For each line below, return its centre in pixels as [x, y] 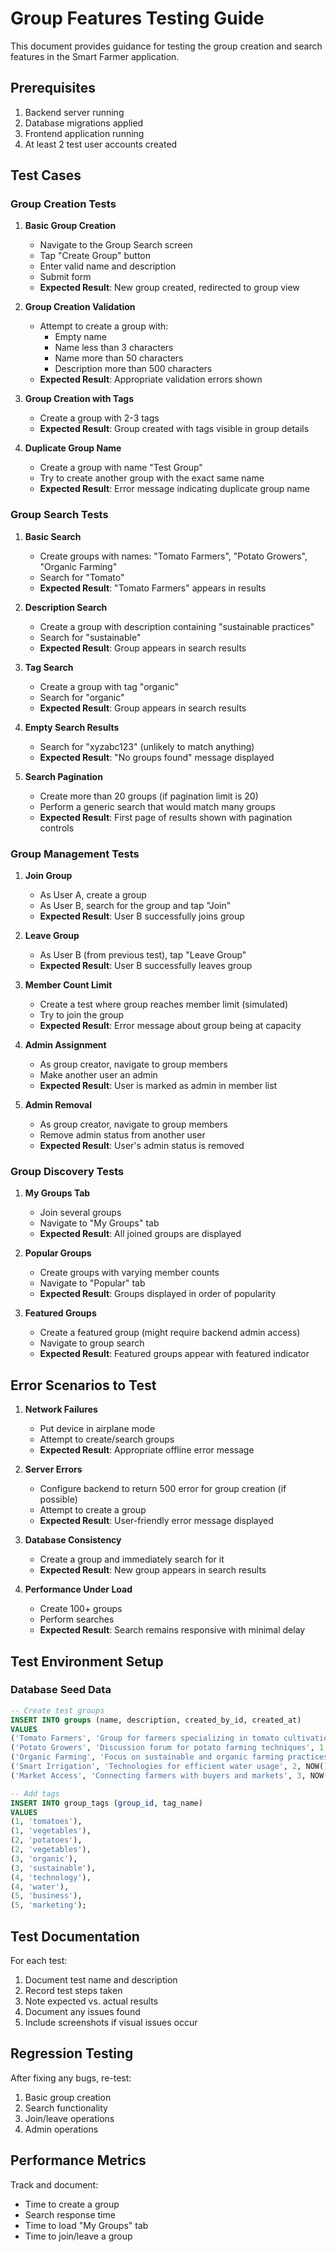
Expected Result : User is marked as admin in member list [158, 1086]
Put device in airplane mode [97, 1429]
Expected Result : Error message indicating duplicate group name [174, 489]
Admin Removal [58, 1105]
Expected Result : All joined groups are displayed [140, 1234]
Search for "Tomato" [82, 577]
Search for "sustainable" [90, 637]
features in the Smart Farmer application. [95, 56]
